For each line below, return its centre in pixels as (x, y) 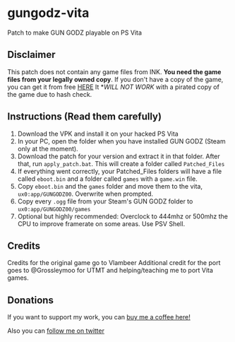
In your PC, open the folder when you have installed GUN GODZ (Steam (121, 141)
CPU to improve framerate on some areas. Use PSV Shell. (101, 223)
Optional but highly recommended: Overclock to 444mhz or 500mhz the (122, 216)
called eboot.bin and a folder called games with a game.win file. (107, 179)
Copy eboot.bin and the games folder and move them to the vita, (110, 186)
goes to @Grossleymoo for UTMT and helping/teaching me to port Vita (110, 271)
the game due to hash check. (50, 94)
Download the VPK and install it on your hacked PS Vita (98, 134)
